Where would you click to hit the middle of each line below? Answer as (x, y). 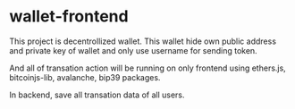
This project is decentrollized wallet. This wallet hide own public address (143, 41)
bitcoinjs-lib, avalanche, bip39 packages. (85, 77)
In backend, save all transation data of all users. (97, 95)
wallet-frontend (69, 17)
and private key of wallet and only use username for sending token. (133, 50)
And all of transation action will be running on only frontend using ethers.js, (147, 68)
